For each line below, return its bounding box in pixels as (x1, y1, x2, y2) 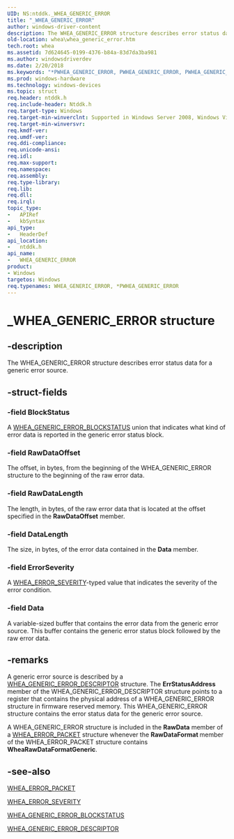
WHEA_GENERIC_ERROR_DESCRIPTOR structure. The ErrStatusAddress (7, 680, 216, 688)
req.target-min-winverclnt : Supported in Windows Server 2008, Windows (7, 114, 219, 121)
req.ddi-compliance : (7, 140, 68, 147)
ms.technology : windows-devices (7, 82, 101, 89)
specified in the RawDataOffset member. (7, 512, 125, 520)
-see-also (7, 765, 51, 778)
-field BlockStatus (7, 407, 70, 417)
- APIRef (7, 211, 39, 218)
